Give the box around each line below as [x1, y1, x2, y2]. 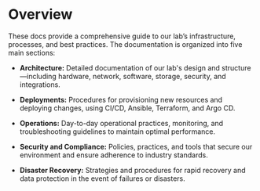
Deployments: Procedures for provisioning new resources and [19, 95, 222, 104]
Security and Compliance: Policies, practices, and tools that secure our [19, 142, 253, 151]
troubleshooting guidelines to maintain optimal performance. [19, 127, 216, 136]
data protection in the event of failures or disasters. [19, 174, 186, 183]
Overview [8, 5, 73, 23]
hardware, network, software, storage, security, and [57, 71, 226, 81]
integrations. [19, 80, 60, 89]
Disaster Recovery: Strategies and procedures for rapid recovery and [19, 165, 246, 175]
